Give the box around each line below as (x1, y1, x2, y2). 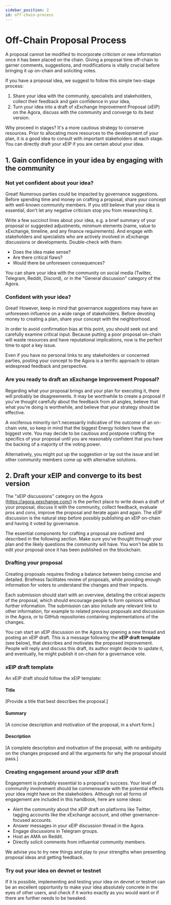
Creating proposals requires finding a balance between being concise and (5, 571, 161, 577)
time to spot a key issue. (5, 342, 57, 349)
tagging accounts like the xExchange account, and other (12, 812, 132, 818)
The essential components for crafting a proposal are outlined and (5, 530, 144, 536)
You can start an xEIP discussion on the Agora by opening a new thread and (5, 629, 165, 635)
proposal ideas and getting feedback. (5, 854, 84, 860)
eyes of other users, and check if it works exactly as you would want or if (5, 890, 159, 896)
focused (12, 817, 31, 823)
